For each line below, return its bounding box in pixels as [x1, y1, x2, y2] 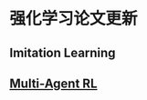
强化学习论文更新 [9, 8, 139, 29]
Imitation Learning [9, 45, 116, 60]
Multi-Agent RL [9, 75, 98, 91]
